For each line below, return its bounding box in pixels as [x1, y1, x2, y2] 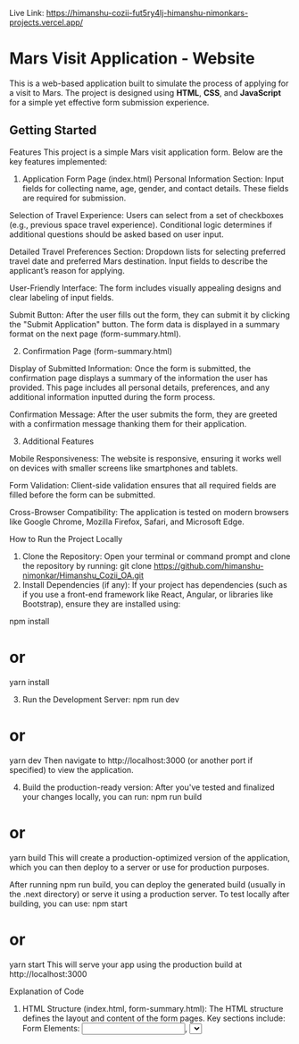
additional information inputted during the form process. [9, 391, 216, 402]
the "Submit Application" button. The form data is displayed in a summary [9, 318, 280, 329]
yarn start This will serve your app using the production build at [9, 959, 243, 970]
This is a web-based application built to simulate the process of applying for [9, 78, 289, 89]
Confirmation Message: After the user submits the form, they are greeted [9, 409, 278, 420]
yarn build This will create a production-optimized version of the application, [9, 852, 290, 862]
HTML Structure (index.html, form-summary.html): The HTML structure [21, 1003, 284, 1014]
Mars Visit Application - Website [9, 48, 255, 69]
